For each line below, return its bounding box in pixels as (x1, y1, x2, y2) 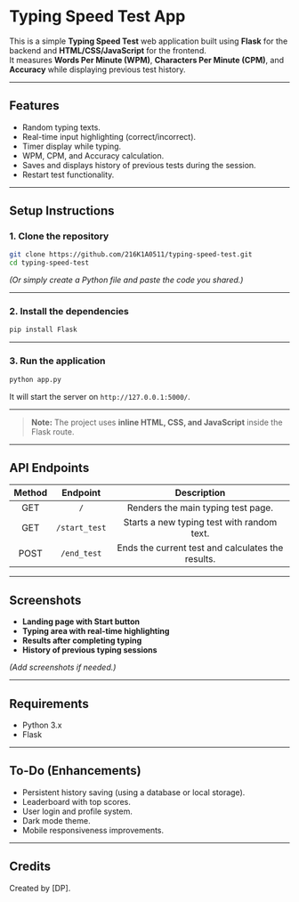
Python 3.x (21, 719, 62, 730)
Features (9, 98, 60, 113)
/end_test (61, 549, 102, 558)
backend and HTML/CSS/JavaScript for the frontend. (9, 45, 206, 55)
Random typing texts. (21, 122, 101, 133)
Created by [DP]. (9, 882, 71, 893)
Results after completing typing (21, 635, 142, 646)
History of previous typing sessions (21, 645, 158, 655)
